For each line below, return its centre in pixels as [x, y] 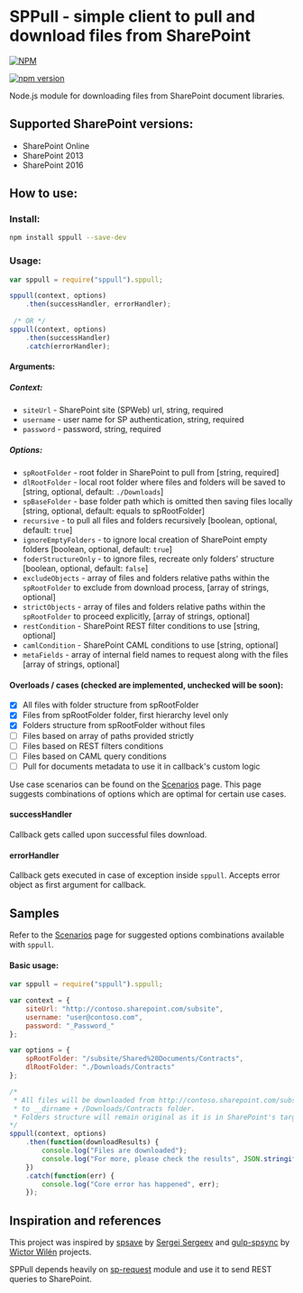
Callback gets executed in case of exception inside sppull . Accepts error [145, 875]
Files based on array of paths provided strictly [108, 735]
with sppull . [32, 944]
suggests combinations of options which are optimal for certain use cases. [148, 794]
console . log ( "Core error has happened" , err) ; [131, 1184]
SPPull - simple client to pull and [132, 17]
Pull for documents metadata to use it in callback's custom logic [141, 766]
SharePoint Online [56, 145]
